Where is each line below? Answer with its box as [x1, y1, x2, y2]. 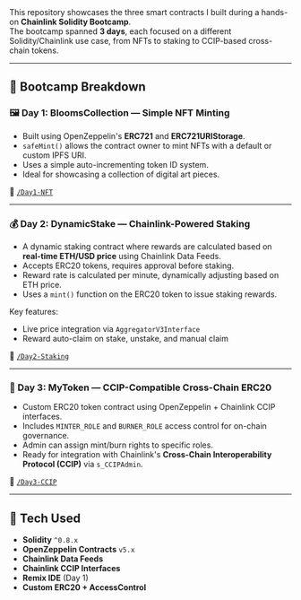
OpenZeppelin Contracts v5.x [21, 544, 135, 555]
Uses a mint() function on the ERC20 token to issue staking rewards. [21, 289, 278, 300]
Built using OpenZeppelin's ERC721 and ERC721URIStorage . [21, 130, 245, 141]
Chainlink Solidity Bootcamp [21, 16, 129, 27]
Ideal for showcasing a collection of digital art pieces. [21, 169, 220, 179]
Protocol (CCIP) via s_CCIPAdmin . [21, 459, 143, 470]
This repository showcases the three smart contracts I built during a [9, 6, 260, 17]
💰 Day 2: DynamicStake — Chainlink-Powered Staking [9, 217, 251, 230]
